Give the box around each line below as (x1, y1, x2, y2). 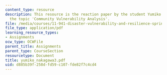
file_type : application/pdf (5, 26, 64, 31)
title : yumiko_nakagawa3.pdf (5, 58, 66, 63)
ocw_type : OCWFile (5, 39, 43, 44)
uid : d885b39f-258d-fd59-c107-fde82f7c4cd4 (5, 62, 97, 67)
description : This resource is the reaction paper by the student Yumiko (5, 12, 162, 17)
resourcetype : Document (5, 53, 55, 58)
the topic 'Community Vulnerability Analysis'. (9, 16, 110, 21)
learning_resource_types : (5, 30, 59, 35)
